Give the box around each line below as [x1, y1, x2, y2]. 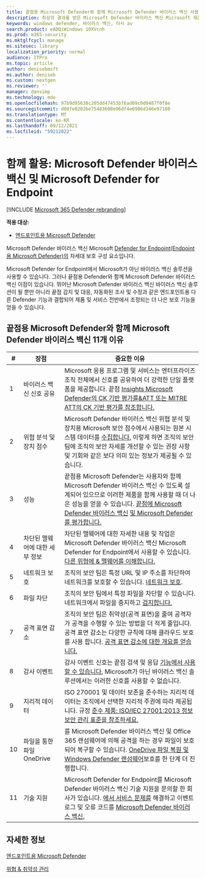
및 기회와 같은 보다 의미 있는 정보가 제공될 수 [64, 451, 185, 460]
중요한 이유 [115, 354, 145, 363]
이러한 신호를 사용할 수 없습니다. [94, 676, 181, 685]
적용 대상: [6, 218, 29, 225]
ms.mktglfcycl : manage [6, 37, 64, 44]
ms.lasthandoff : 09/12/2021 [6, 123, 78, 129]
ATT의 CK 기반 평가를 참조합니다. [64, 403, 155, 411]
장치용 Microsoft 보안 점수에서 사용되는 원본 [64, 423, 184, 432]
